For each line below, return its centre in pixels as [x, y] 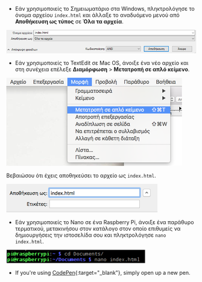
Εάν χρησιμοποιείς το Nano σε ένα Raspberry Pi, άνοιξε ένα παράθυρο [104, 222]
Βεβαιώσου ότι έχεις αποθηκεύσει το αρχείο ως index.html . [81, 176]
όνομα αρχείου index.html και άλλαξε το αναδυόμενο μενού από [97, 15]
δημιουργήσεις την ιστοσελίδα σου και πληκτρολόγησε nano [90, 235]
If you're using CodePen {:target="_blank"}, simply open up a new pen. [103, 273]
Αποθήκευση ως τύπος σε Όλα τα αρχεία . [69, 21]
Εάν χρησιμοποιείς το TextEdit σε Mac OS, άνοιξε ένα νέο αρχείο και [102, 63]
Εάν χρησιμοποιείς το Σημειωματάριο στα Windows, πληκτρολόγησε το [105, 9]
